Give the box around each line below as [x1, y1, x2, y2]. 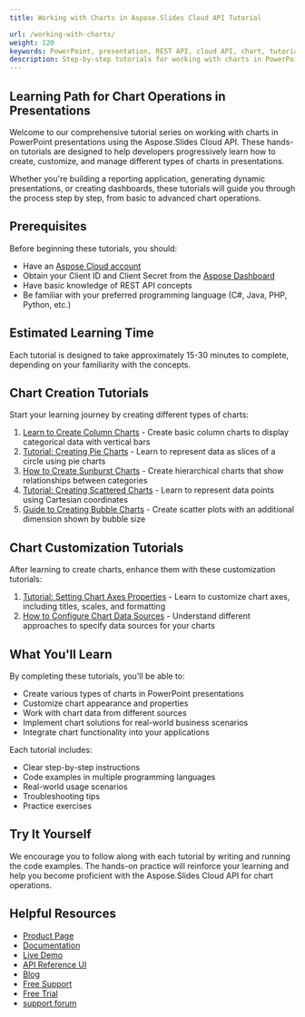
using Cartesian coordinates [22, 494, 129, 505]
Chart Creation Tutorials [9, 385, 150, 400]
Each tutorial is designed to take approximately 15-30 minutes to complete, [9, 349, 289, 360]
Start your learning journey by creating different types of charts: [9, 409, 250, 420]
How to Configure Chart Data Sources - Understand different [22, 611, 251, 621]
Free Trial [22, 988, 59, 999]
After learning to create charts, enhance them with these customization [9, 564, 276, 575]
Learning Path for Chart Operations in [9, 88, 226, 104]
